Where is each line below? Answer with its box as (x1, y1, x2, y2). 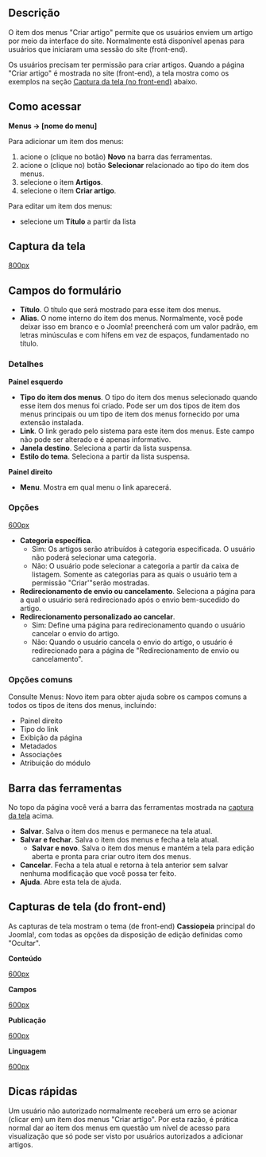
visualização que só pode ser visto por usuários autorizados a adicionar (8, 1131, 244, 1141)
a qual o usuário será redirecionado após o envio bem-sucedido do (19, 595, 241, 604)
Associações (19, 750, 62, 760)
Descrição (8, 6, 60, 20)
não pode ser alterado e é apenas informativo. (19, 434, 172, 444)
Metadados (19, 741, 57, 751)
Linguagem (8, 1046, 47, 1056)
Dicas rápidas (8, 1085, 78, 1098)
